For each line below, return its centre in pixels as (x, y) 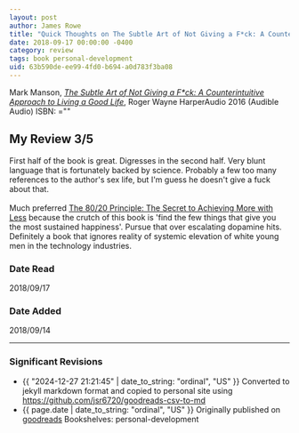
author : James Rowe (45, 26)
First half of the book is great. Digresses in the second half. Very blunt (137, 160)
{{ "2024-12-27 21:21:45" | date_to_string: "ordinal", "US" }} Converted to (156, 381)
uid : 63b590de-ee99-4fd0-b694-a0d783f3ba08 (91, 68)
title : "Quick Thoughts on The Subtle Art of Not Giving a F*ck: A (137, 34)
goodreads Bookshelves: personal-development (110, 419)
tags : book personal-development (71, 59)
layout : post (33, 17)
